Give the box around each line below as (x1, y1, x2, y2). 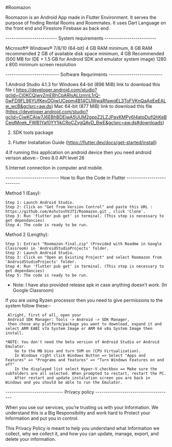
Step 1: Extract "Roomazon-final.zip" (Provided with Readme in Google (5, 241, 162, 246)
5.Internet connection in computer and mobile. (5, 165, 104, 171)
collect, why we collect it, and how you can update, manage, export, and (5, 431, 159, 437)
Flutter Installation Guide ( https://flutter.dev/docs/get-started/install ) (12, 140, 157, 145)
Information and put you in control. (5, 415, 79, 421)
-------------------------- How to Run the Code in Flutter (5, 174, 126, 181)
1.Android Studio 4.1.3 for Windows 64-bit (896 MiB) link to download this (5, 82, 161, 87)
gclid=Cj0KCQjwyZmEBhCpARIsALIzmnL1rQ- (5, 92, 101, 98)
